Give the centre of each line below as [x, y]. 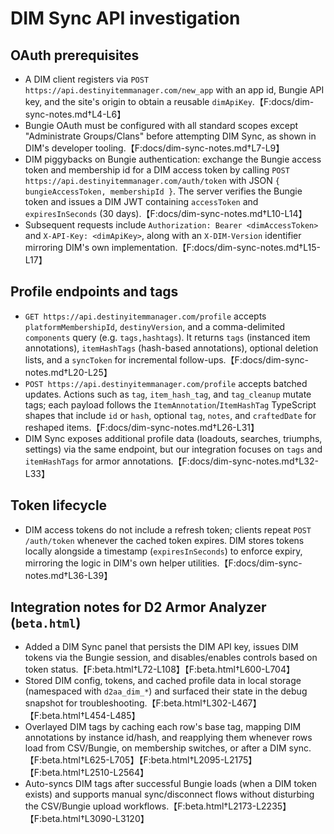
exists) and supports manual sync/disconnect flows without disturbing [169, 794]
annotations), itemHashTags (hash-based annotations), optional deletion [171, 348]
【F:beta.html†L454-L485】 [82, 716]
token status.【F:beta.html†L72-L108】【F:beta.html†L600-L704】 [159, 669]
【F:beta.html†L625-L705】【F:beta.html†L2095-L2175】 [141, 760]
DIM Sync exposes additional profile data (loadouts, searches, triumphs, [173, 438]
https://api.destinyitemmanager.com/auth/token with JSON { [152, 180]
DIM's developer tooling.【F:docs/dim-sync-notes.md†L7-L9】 [154, 148]
